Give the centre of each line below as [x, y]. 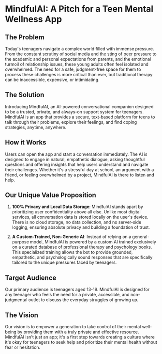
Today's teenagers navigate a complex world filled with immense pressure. [80, 49]
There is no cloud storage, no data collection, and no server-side [77, 222]
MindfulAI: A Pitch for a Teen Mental [79, 9]
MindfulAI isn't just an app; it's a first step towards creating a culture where [80, 337]
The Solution [25, 95]
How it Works [26, 142]
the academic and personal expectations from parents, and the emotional [78, 59]
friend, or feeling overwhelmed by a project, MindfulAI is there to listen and [80, 175]
